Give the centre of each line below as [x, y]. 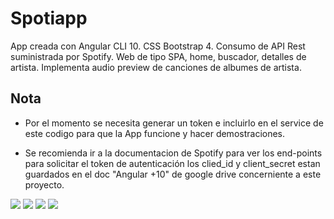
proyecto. [44, 184]
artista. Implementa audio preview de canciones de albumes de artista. [156, 67]
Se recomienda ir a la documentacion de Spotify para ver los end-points [173, 153]
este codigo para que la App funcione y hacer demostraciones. [155, 133]
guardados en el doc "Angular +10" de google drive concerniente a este [173, 174]
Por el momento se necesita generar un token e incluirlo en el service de [174, 123]
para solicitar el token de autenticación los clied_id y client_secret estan [172, 163]
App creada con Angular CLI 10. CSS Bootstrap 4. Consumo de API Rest [158, 46]
